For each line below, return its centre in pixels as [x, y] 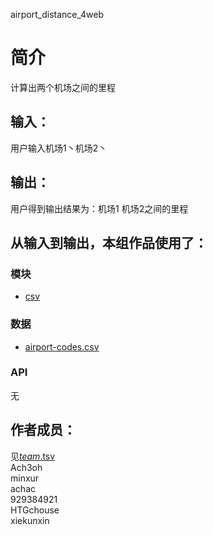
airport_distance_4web [57, 14]
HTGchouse [35, 510]
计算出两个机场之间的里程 [63, 87]
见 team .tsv [33, 456]
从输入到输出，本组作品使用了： [109, 242]
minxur [25, 478]
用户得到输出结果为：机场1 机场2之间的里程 [99, 208]
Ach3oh [26, 467]
